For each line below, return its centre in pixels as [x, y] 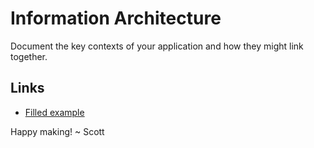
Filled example [54, 112]
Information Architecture [116, 18]
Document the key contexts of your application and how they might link [157, 46]
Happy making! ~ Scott [57, 131]
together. [29, 56]
